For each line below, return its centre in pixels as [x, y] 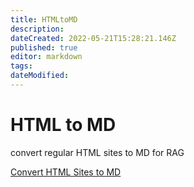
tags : [21, 66]
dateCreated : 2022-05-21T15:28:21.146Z [93, 38]
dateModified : [40, 76]
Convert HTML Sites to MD [66, 172]
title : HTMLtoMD [44, 19]
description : [37, 29]
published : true [44, 47]
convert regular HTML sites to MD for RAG [97, 152]
